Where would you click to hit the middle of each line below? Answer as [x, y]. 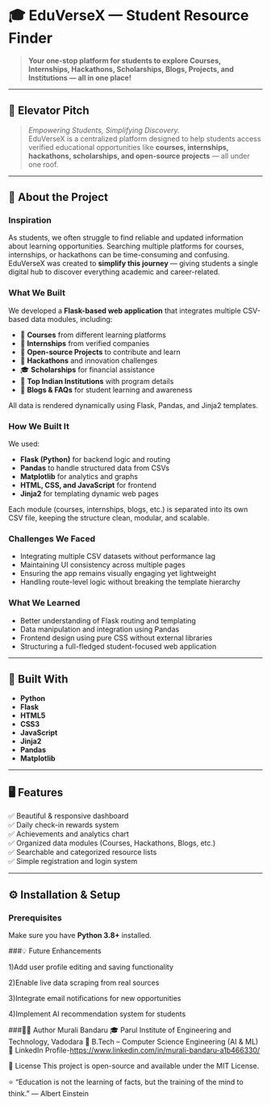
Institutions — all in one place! [79, 77]
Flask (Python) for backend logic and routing [95, 460]
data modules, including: [72, 319]
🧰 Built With [38, 680]
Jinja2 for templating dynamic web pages [89, 494]
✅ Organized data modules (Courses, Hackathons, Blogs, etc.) [112, 843]
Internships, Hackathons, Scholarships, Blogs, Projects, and [131, 69]
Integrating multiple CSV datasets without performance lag [118, 557]
